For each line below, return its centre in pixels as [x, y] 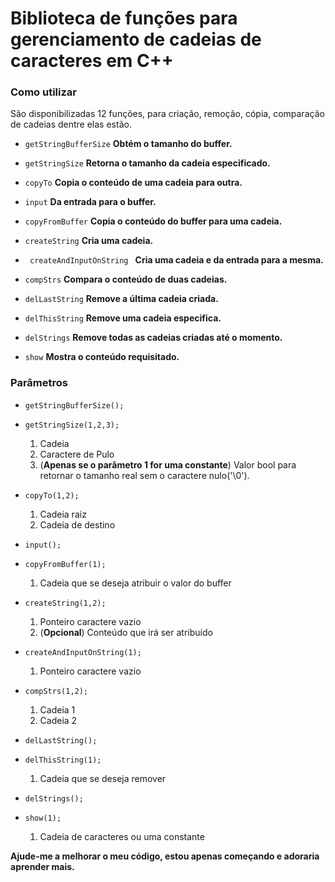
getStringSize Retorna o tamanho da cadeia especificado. [147, 163]
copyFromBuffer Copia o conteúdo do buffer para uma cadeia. [153, 221]
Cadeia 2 [58, 720]
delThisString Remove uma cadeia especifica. [123, 318]
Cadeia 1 [57, 709]
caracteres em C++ [92, 61]
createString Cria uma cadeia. [89, 241]
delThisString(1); [63, 760]
